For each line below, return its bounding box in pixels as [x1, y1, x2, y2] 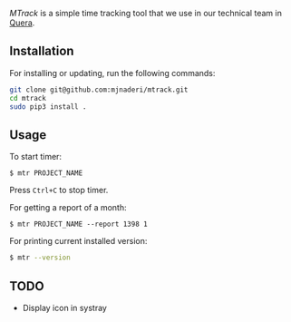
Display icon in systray [22, 302, 107, 313]
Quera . [9, 17, 35, 28]
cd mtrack [9, 93, 47, 102]
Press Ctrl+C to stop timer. [9, 185, 109, 196]
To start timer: [9, 151, 62, 162]
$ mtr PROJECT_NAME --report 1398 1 [9, 220, 148, 229]
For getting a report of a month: [9, 202, 127, 213]
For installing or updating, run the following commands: [9, 67, 216, 78]
